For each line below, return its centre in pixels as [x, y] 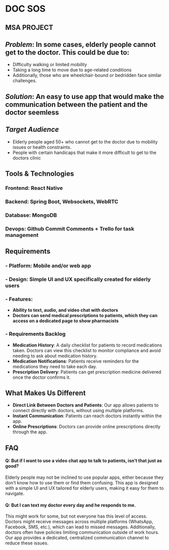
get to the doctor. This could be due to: [67, 52]
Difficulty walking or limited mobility [50, 65]
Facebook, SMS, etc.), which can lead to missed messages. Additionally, [80, 527]
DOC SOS [25, 9]
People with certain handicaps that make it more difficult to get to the [84, 153]
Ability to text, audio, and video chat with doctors [65, 310]
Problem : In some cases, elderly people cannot [81, 44]
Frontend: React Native [34, 188]
